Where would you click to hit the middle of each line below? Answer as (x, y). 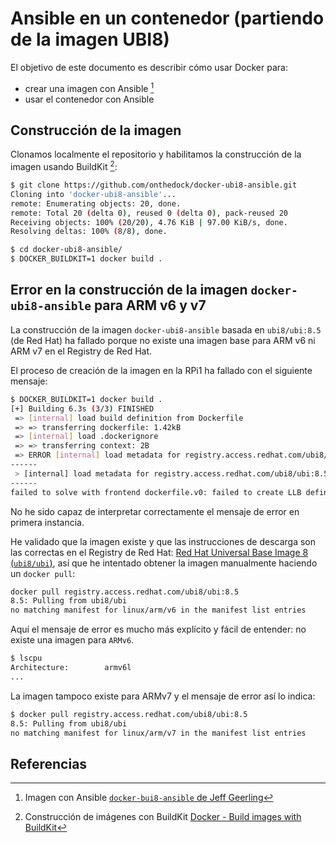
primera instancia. (47, 522)
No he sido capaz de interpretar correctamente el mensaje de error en (155, 511)
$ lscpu (26, 658)
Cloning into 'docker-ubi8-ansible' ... (93, 194)
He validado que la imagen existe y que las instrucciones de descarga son (163, 541)
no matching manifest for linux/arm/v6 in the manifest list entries (158, 610)
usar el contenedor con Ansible (89, 99)
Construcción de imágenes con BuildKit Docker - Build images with (163, 817)
